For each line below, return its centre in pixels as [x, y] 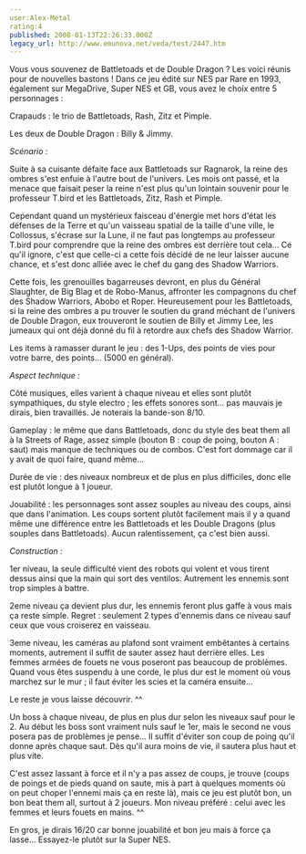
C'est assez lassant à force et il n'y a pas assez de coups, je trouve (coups [149, 774]
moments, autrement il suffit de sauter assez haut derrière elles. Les [137, 652]
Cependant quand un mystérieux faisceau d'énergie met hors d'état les [143, 216]
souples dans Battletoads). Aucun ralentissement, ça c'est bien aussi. [140, 534]
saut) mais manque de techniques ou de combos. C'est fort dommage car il [151, 450]
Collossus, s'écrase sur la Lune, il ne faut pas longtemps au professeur [143, 235]
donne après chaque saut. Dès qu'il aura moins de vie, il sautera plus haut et [153, 746]
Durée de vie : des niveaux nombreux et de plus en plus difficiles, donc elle [150, 477]
